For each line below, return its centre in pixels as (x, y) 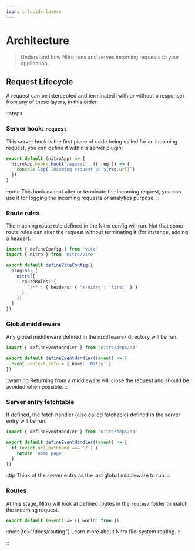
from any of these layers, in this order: (52, 102)
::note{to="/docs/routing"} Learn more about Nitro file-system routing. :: (93, 532)
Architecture (38, 40)
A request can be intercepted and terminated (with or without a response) (95, 96)
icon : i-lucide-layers (34, 11)
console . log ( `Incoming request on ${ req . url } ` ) (76, 169)
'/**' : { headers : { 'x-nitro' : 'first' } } (83, 287)
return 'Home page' (41, 453)
